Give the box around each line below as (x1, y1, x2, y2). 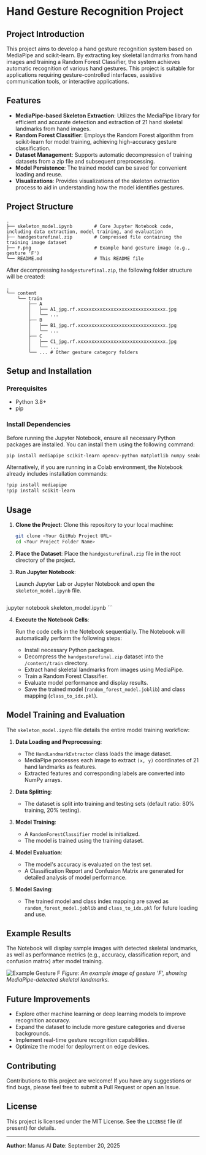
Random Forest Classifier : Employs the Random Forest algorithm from (15, 131, 194, 139)
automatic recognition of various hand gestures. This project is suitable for (6, 65, 195, 72)
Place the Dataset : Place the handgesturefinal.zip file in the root (15, 550, 181, 557)
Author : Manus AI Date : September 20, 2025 (6, 1141, 121, 1149)
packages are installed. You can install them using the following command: (6, 441, 195, 448)
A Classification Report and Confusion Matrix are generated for (24, 867, 184, 874)
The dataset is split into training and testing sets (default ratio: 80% (24, 800, 195, 807)
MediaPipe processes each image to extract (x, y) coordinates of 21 (24, 756, 199, 763)
